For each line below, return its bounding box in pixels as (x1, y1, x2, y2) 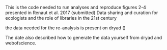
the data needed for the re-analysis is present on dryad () (5, 25, 126, 31)
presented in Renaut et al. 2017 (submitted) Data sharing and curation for (5, 10, 158, 16)
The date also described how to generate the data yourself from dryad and (5, 35, 162, 40)
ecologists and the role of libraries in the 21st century (5, 15, 117, 21)
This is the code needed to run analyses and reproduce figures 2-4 (5, 5, 147, 10)
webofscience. (5, 40, 37, 46)
